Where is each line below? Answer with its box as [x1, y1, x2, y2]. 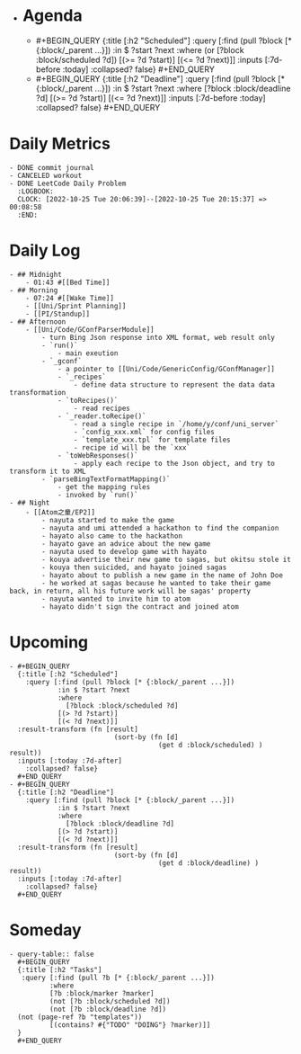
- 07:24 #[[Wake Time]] [25, 293, 115, 302]
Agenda [22, 5, 83, 26]
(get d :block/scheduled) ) [157, 740, 263, 749]
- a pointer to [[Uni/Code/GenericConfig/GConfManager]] [57, 364, 276, 373]
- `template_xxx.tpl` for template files [73, 435, 231, 444]
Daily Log [9, 240, 81, 261]
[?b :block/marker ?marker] [49, 988, 155, 998]
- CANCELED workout [9, 171, 83, 180]
